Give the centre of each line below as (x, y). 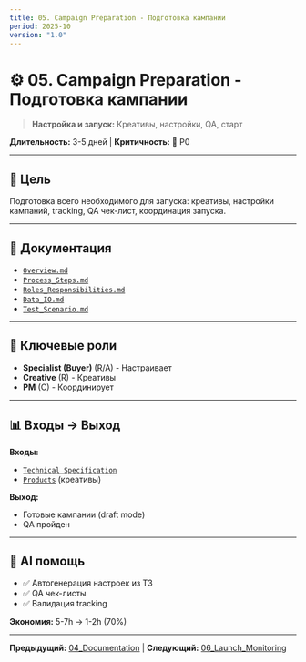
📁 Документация (61, 248)
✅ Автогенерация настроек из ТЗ (87, 583)
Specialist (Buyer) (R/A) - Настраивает (97, 367)
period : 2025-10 (40, 26)
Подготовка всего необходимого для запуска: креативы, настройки (142, 201)
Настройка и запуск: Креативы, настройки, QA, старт (137, 125)
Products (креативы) (62, 479)
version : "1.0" (38, 35)
